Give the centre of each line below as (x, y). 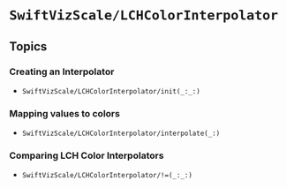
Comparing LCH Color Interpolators (87, 155)
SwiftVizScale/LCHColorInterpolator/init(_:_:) (111, 91)
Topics (28, 46)
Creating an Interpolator (62, 71)
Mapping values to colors (65, 113)
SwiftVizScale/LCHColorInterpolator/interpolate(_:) (121, 134)
